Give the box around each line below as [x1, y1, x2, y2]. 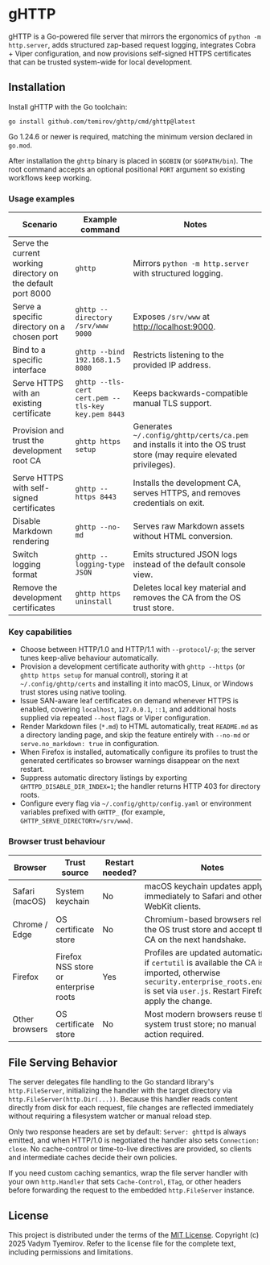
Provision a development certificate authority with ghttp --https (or [19, 662, 245, 671]
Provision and [12, 425, 64, 436]
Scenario [22, 219, 58, 230]
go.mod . [8, 140, 32, 150]
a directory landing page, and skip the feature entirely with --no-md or [19, 730, 251, 740]
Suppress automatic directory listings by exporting [19, 773, 187, 782]
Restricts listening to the [133, 350, 224, 361]
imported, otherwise [144, 967, 221, 978]
